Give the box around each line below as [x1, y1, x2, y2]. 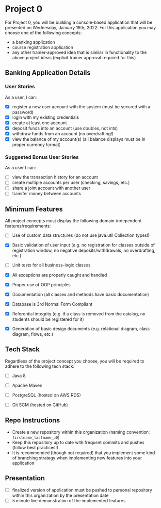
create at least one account [12, 120, 67, 126]
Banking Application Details [5, 69, 91, 77]
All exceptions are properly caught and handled [12, 272, 107, 278]
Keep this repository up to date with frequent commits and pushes [12, 439, 145, 445]
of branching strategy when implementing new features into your [12, 455, 142, 460]
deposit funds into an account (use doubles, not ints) [12, 125, 118, 131]
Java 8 [12, 373, 26, 378]
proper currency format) [12, 142, 61, 147]
